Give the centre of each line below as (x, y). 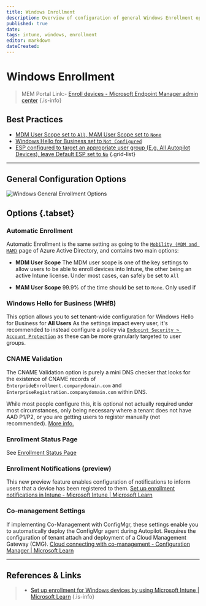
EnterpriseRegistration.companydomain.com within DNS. (77, 392)
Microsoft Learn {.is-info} (63, 597)
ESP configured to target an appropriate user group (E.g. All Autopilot (103, 148)
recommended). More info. (40, 423)
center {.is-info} (41, 100)
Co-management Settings (46, 511)
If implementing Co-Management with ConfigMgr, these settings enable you (102, 524)
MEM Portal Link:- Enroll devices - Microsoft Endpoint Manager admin (109, 93)
